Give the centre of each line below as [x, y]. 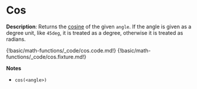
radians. [16, 39]
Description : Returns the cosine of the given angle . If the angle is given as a [99, 27]
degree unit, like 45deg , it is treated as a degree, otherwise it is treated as [95, 32]
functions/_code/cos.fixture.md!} [46, 57]
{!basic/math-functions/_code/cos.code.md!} [61, 50]
